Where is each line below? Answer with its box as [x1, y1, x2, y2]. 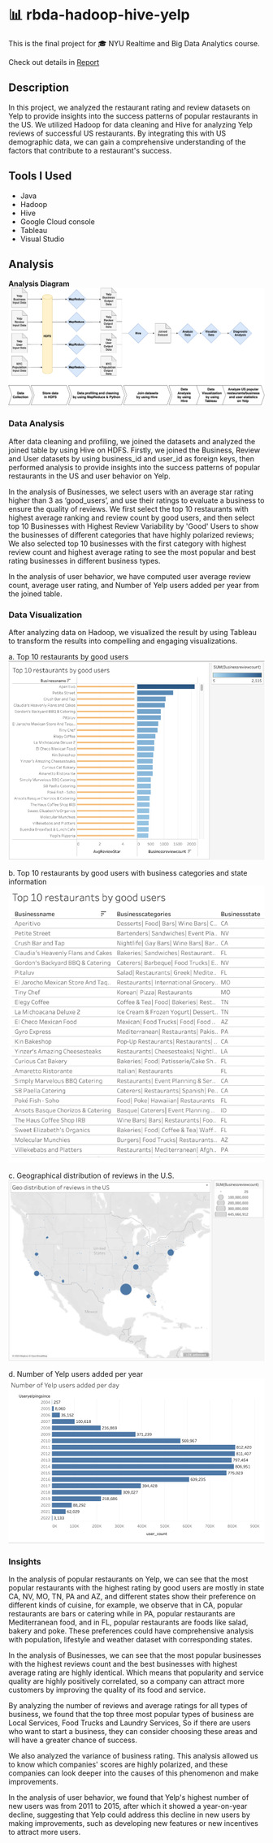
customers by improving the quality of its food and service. [8, 1685, 206, 1695]
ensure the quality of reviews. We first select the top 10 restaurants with [8, 504, 249, 513]
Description [8, 81, 69, 95]
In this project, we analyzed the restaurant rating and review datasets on [8, 102, 250, 112]
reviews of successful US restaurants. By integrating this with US [8, 128, 227, 138]
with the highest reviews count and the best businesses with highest [8, 1659, 238, 1669]
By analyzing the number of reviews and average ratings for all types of [8, 1701, 248, 1711]
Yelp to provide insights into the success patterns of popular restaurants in [8, 110, 258, 121]
